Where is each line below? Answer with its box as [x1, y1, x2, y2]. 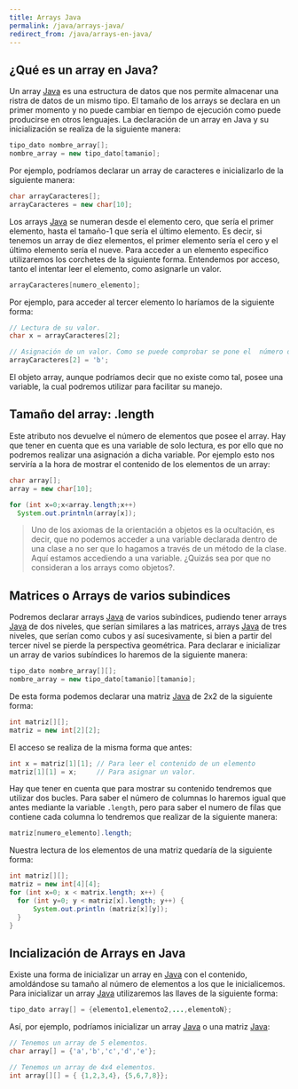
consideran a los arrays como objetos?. [30, 562, 176, 573]
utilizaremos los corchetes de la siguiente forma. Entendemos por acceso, [9, 254, 280, 265]
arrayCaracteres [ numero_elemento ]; [9, 281, 141, 290]
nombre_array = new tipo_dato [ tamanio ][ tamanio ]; [9, 675, 197, 684]
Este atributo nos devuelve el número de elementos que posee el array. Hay [9, 430, 286, 441]
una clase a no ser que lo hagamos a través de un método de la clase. [30, 544, 286, 554]
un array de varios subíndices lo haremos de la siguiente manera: [9, 649, 248, 660]
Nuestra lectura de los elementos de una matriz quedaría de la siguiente [9, 845, 273, 855]
